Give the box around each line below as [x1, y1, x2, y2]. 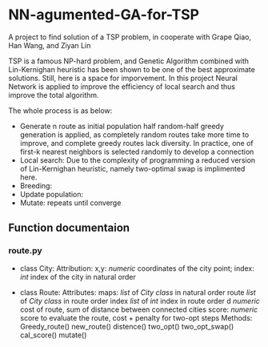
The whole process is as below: [8, 106, 113, 115]
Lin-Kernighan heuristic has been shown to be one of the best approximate [8, 64, 256, 74]
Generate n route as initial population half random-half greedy [19, 121, 224, 131]
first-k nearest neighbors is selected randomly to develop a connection [19, 147, 254, 156]
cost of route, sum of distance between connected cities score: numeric [19, 305, 258, 314]
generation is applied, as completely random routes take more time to [19, 130, 250, 139]
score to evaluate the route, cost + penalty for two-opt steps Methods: [19, 313, 253, 322]
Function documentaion [8, 221, 130, 235]
